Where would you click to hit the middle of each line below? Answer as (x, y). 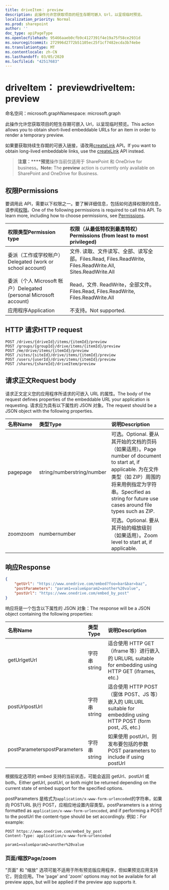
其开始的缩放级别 (132, 528)
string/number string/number (73, 472)
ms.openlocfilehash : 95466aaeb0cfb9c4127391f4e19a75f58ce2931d (73, 38)
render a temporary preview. (35, 135)
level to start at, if (132, 542)
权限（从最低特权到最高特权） (105, 229)
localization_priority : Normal (38, 19)
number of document (136, 456)
